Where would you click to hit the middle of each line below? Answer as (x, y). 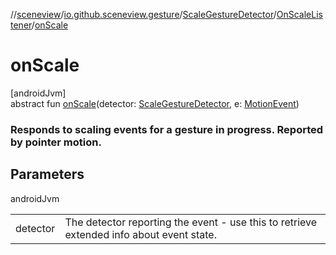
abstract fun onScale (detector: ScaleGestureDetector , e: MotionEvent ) (155, 103)
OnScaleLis (299, 14)
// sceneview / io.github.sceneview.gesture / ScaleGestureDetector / (143, 14)
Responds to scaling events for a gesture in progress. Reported (167, 129)
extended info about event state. (140, 234)
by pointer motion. (56, 142)
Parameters (47, 174)
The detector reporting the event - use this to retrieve (191, 222)
